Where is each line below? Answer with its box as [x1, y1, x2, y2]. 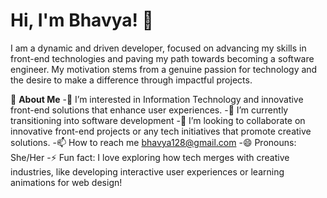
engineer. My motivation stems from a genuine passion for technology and [10, 63, 318, 75]
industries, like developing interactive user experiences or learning [10, 165, 285, 178]
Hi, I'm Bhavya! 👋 [10, 9, 154, 32]
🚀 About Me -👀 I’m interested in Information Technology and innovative [10, 93, 304, 105]
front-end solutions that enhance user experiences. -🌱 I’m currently [10, 104, 289, 116]
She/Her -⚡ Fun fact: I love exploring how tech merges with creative [10, 151, 290, 163]
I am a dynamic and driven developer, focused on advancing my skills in [10, 42, 307, 54]
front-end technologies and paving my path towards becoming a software [10, 52, 315, 64]
